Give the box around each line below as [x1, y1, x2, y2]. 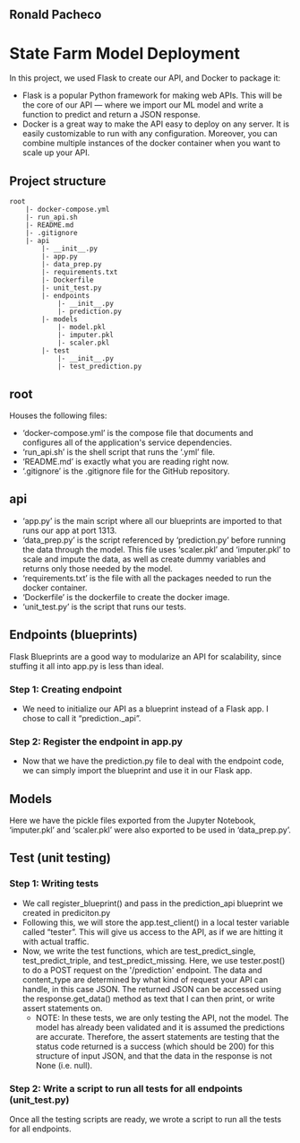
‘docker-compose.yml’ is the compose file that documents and [21, 427, 253, 438]
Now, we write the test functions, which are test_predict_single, [21, 946, 256, 956]
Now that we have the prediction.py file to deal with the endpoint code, [21, 755, 285, 766]
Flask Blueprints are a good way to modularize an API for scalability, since [9, 650, 282, 662]
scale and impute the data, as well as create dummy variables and [21, 554, 266, 564]
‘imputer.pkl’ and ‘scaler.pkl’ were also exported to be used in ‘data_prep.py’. [9, 825, 291, 835]
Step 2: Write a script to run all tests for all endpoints [9, 1082, 244, 1095]
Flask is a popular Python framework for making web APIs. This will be [21, 90, 283, 101]
